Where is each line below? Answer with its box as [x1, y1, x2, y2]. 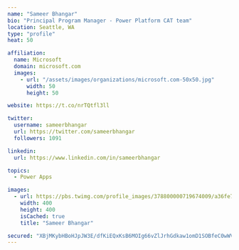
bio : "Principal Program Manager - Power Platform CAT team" [7, 17, 193, 24]
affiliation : [7, 50, 46, 57]
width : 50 [26, 82, 55, 89]
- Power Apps [14, 173, 53, 181]
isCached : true [20, 212, 65, 220]
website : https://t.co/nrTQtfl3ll [7, 102, 110, 109]
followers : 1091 [14, 134, 62, 142]
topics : [7, 167, 31, 174]
